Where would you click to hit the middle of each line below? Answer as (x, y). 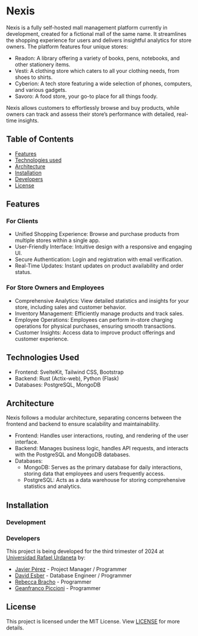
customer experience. (42, 339)
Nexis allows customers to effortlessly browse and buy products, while (93, 107)
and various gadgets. (41, 90)
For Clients (22, 221)
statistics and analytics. (52, 486)
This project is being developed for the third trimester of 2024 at (85, 551)
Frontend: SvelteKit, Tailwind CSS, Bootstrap (69, 372)
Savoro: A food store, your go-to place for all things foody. (86, 96)
